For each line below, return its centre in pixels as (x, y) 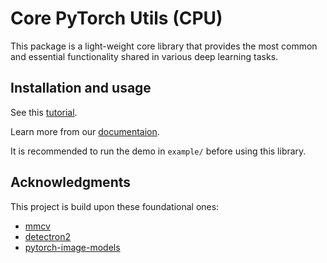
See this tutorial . (44, 112)
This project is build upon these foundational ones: (115, 206)
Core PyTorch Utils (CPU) (116, 18)
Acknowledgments (71, 182)
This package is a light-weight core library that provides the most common (164, 46)
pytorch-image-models (72, 247)
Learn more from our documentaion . (85, 131)
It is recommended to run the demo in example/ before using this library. (158, 151)
